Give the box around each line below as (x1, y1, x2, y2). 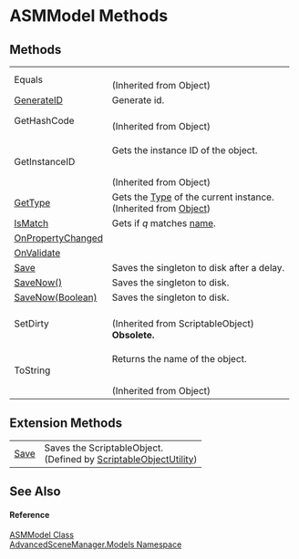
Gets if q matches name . (111, 217, 216, 229)
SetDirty (14, 317, 50, 329)
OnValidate (14, 247, 61, 259)
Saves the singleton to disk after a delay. (111, 262, 285, 274)
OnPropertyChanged (14, 232, 103, 244)
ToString (14, 364, 51, 377)
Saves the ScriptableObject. (44, 441, 164, 454)
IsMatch (14, 217, 48, 229)
